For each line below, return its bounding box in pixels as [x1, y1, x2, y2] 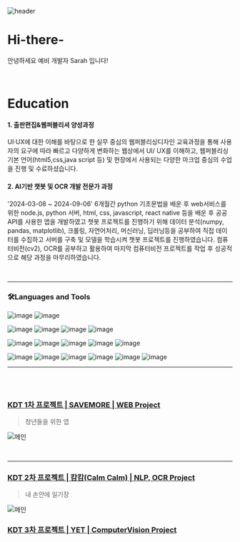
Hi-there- [7, 32, 64, 48]
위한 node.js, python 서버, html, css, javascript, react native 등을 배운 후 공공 [7, 208, 228, 217]
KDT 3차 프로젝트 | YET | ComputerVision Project [7, 525, 177, 535]
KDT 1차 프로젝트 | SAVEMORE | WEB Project [7, 400, 161, 410]
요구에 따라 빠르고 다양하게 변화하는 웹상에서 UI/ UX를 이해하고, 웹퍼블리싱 [20, 146, 229, 155]
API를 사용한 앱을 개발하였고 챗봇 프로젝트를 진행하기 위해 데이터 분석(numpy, [7, 217, 224, 226]
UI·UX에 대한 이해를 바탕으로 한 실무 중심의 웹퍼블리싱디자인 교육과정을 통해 [7, 138, 219, 146]
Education [7, 96, 69, 112]
